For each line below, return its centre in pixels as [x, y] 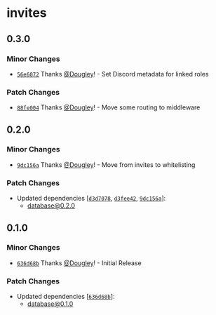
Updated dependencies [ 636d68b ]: [66, 297]
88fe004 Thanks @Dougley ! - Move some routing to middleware [108, 107]
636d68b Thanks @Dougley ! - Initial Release [79, 263]
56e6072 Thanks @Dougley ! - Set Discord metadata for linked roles [113, 74]
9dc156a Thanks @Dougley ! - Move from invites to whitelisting [106, 165]
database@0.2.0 [51, 206]
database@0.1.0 [50, 304]
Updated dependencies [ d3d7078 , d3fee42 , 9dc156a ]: [91, 199]
